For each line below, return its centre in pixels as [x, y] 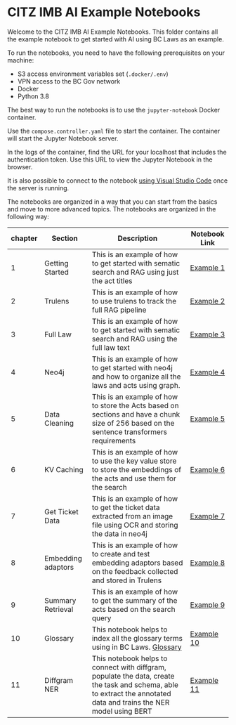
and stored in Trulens [127, 580]
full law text [111, 347]
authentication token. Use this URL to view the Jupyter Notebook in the [110, 159]
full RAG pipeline [119, 310]
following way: [28, 216]
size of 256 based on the [133, 423]
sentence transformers [129, 431]
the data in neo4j [119, 533]
